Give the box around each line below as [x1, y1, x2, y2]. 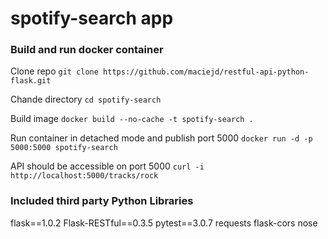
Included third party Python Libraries [10, 194, 194, 208]
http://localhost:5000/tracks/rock [10, 171, 159, 181]
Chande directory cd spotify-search [10, 93, 162, 106]
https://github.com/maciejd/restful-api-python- [103, 67, 310, 77]
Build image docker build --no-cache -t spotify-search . [10, 113, 254, 125]
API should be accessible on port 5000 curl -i [10, 160, 205, 172]
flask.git [10, 76, 52, 86]
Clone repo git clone [10, 65, 99, 77]
